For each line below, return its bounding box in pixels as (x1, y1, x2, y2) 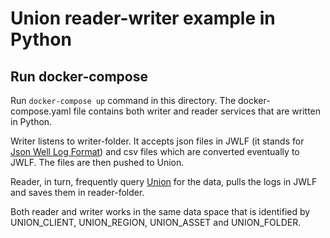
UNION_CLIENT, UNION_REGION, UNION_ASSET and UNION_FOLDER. (10, 217, 302, 228)
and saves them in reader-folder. (10, 187, 145, 198)
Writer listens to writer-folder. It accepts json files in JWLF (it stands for (10, 135, 305, 147)
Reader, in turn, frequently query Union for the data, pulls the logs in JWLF (10, 176, 318, 187)
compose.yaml (10, 105, 72, 117)
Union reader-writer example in (10, 7, 276, 30)
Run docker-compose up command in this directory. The (10, 95, 237, 106)
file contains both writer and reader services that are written (73, 105, 322, 117)
